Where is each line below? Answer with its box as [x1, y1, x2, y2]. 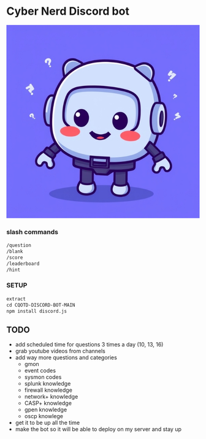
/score [6, 254, 23, 261]
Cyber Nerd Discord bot [6, 4, 130, 18]
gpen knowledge [24, 406, 67, 413]
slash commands [6, 227, 58, 236]
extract [6, 296, 26, 302]
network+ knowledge [24, 393, 78, 400]
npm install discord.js [6, 308, 67, 314]
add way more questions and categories [15, 354, 118, 361]
